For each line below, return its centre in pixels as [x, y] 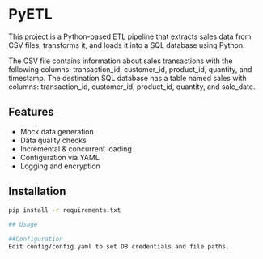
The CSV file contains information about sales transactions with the [121, 61]
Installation [37, 191]
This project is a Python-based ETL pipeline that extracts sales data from [130, 36]
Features [31, 112]
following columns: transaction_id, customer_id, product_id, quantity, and [130, 69]
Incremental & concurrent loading [76, 149]
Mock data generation [57, 131]
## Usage [23, 225]
